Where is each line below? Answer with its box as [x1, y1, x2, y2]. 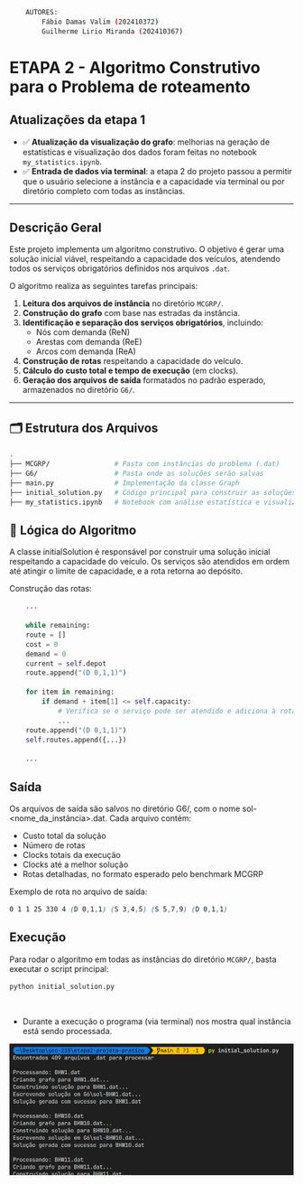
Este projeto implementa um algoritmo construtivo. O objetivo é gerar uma [9, 244, 285, 255]
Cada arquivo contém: [109, 813, 192, 824]
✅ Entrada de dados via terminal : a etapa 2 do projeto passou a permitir [22, 165, 293, 176]
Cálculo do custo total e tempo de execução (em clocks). [22, 365, 239, 377]
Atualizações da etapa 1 [9, 112, 146, 128]
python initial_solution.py [9, 982, 115, 991]
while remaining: [25, 621, 91, 630]
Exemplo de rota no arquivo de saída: [9, 886, 148, 897]
